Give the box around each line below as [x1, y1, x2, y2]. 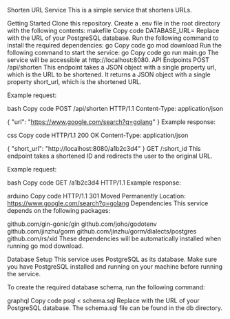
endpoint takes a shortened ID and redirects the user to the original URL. [7, 152, 213, 160]
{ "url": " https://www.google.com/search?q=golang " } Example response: [7, 118, 216, 126]
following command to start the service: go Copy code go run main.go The [7, 48, 219, 56]
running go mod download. [7, 242, 84, 250]
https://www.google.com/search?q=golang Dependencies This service [7, 199, 209, 207]
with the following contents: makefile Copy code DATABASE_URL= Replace [7, 27, 220, 34]
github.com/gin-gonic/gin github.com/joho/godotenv [7, 220, 157, 228]
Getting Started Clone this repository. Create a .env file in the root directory [7, 19, 220, 27]
